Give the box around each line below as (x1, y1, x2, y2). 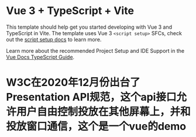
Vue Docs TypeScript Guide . (6, 53, 75, 60)
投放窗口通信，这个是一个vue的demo (6, 120, 186, 133)
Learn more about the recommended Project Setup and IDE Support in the (6, 47, 185, 54)
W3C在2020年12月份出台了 (6, 76, 140, 89)
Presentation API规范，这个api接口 (6, 91, 177, 104)
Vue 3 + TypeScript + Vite (6, 4, 135, 18)
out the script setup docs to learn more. (6, 36, 102, 43)
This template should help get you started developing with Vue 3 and (6, 23, 173, 30)
